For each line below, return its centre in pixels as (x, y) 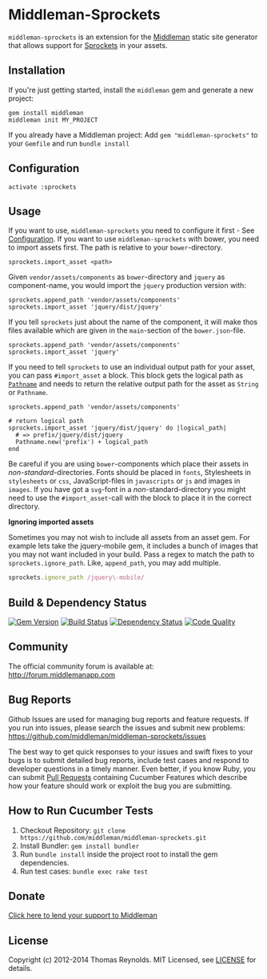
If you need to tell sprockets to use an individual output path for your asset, (132, 367)
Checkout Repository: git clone (73, 830)
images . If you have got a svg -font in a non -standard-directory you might (127, 489)
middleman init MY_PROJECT (53, 120)
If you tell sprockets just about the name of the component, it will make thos (133, 322)
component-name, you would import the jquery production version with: (127, 286)
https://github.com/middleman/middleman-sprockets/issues (107, 736)
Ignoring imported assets (51, 522)
